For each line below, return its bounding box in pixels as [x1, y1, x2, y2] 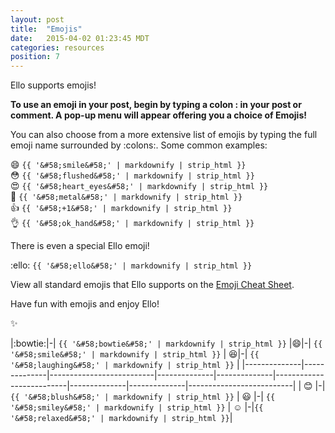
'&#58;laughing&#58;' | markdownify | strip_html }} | [10, 359, 240, 371]
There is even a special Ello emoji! [10, 240, 150, 252]
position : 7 [10, 52, 60, 62]
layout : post [10, 14, 65, 25]
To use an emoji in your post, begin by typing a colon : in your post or [10, 99, 302, 111]
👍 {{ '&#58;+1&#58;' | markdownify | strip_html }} [10, 202, 233, 214]
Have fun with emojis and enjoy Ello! [10, 298, 160, 310]
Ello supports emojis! [10, 79, 97, 91]
